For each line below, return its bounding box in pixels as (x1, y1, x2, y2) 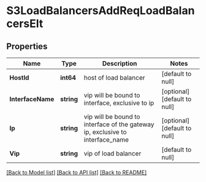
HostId (9, 74, 29, 82)
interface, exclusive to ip (83, 99, 154, 107)
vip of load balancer (83, 150, 142, 157)
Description (102, 59, 137, 67)
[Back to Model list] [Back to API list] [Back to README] (6, 169, 147, 176)
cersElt (6, 17, 44, 31)
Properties (6, 41, 48, 51)
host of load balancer (83, 74, 145, 82)
